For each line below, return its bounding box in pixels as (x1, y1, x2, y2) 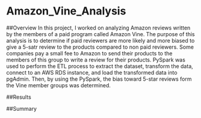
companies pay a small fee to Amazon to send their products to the (6, 49, 173, 57)
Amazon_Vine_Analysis (6, 4, 126, 18)
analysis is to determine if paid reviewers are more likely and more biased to (6, 37, 195, 44)
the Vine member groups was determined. (6, 81, 111, 88)
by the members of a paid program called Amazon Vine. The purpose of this (6, 30, 195, 37)
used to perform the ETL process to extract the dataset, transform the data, (6, 62, 194, 70)
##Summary (6, 105, 37, 112)
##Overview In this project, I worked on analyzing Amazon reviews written (6, 24, 191, 31)
